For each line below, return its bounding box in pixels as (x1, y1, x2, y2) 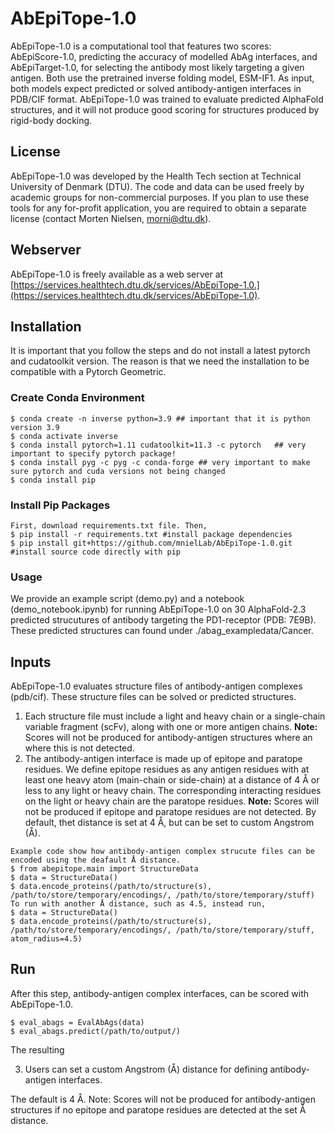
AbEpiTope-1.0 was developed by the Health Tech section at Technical (10, 170, 302, 182)
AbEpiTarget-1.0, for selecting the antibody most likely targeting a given (10, 61, 305, 73)
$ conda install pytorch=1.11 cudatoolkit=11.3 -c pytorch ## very (10, 440, 307, 450)
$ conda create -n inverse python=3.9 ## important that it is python (10, 413, 311, 424)
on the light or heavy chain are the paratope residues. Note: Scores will (24, 795, 320, 807)
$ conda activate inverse (10, 431, 118, 441)
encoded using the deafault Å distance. (10, 855, 182, 866)
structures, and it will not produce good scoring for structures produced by (10, 103, 320, 116)
